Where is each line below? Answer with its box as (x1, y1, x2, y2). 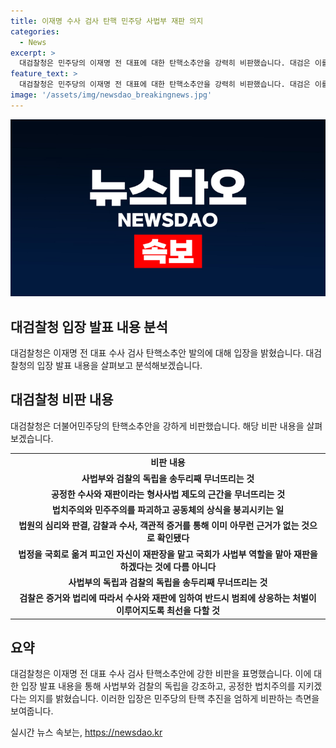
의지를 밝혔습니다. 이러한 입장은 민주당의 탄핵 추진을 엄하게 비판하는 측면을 (28, 693, 320, 705)
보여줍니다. (10, 705, 54, 717)
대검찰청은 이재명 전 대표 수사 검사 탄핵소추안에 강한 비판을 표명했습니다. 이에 (10, 668, 312, 680)
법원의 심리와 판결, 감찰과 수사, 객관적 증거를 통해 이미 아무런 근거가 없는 (18, 520, 300, 532)
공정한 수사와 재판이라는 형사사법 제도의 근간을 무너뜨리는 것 (50, 488, 286, 500)
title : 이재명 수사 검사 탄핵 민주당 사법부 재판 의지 (10, 16, 204, 26)
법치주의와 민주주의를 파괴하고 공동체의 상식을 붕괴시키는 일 (51, 504, 285, 516)
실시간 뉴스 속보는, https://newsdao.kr (10, 726, 163, 739)
